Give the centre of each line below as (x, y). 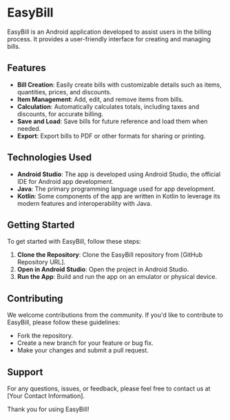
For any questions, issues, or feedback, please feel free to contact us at (109, 388)
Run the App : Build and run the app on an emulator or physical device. (117, 277)
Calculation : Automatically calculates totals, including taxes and (108, 106)
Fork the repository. (45, 336)
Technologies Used (49, 157)
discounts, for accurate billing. (60, 114)
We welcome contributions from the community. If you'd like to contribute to (115, 315)
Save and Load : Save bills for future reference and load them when (112, 121)
